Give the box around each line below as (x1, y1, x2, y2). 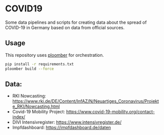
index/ (12, 114, 26, 120)
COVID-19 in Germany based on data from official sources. (5, 24, 125, 30)
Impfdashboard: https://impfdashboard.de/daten (12, 125, 111, 131)
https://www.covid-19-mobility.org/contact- (66, 109, 155, 115)
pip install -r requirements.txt (5, 61, 74, 67)
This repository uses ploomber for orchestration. (5, 52, 104, 58)
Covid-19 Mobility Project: (12, 109, 65, 115)
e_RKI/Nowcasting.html (12, 103, 60, 109)
